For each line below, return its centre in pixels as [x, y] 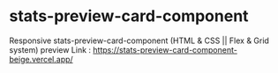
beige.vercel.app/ [41, 59]
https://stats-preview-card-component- [165, 49]
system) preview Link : [50, 49]
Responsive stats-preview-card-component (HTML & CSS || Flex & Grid [139, 40]
